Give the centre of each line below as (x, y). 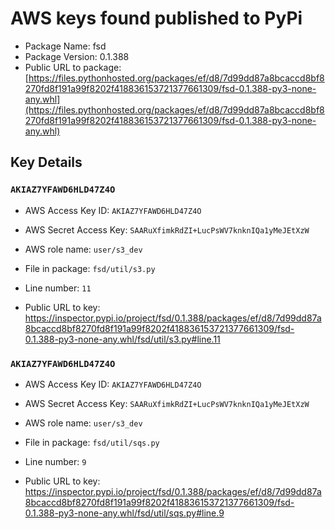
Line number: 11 (58, 288)
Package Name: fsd (65, 46)
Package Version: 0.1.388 (77, 56)
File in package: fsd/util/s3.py (90, 268)
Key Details (46, 162)
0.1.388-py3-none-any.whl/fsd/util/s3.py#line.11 (122, 339)
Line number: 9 (55, 461)
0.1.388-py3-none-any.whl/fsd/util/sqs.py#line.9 (124, 513)
